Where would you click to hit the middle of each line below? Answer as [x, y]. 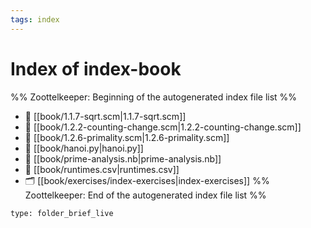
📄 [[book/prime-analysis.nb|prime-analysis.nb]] [123, 158]
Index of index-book [96, 68]
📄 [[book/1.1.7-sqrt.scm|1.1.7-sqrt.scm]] [105, 116]
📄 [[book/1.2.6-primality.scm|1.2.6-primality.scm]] [127, 137]
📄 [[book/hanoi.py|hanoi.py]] [84, 148]
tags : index [35, 19]
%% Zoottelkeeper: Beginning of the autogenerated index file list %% [154, 97]
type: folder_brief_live [62, 213]
